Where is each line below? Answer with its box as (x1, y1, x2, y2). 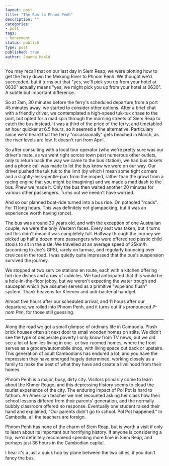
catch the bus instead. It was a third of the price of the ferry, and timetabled (5, 121, 162, 127)
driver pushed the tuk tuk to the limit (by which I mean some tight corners (5, 168, 157, 174)
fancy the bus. (5, 455, 35, 461)
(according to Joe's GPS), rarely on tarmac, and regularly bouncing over (5, 247, 155, 253)
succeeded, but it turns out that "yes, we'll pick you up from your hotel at (5, 79, 157, 85)
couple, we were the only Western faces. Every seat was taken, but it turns (5, 225, 160, 231)
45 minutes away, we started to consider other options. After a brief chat (5, 105, 156, 111)
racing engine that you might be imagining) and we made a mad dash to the (5, 179, 162, 185)
